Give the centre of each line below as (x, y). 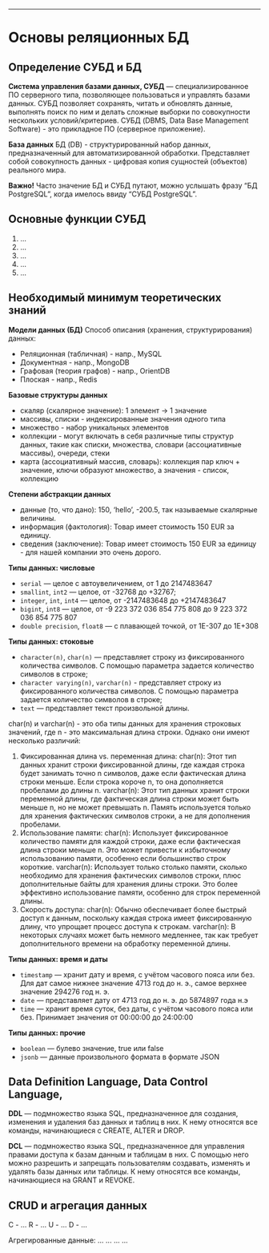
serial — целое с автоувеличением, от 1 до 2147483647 (116, 583)
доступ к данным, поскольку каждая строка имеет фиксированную (136, 918)
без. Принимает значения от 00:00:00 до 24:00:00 (106, 1017)
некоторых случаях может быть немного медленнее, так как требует (139, 935)
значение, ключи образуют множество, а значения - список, (124, 470)
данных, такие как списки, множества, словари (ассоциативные (130, 444)
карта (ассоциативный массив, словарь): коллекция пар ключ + (130, 461)
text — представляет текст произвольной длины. (104, 708)
